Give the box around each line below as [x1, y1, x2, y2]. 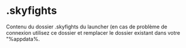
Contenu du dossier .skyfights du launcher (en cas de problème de [6, 23, 168, 30]
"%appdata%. [6, 35, 40, 42]
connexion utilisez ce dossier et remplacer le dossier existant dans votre [6, 29, 180, 36]
